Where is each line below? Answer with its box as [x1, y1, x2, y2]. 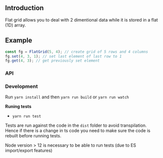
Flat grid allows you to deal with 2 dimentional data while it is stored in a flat [5, 17, 158, 23]
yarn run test [12, 114, 41, 119]
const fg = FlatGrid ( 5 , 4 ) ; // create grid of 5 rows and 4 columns [5, 49, 148, 54]
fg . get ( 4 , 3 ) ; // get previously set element [5, 58, 100, 63]
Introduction [5, 4, 44, 12]
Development [5, 83, 38, 90]
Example [5, 36, 32, 45]
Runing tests [5, 104, 32, 110]
